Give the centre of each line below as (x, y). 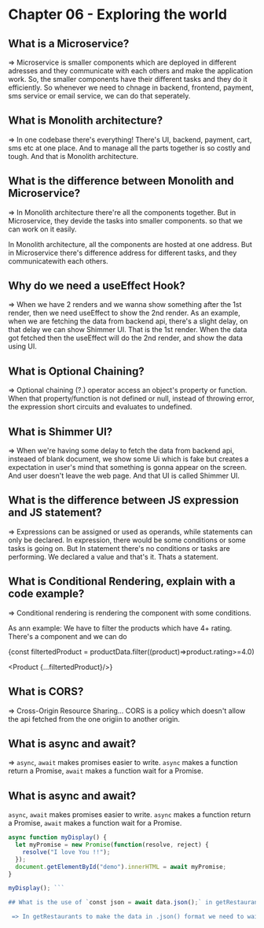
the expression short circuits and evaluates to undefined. (100, 407)
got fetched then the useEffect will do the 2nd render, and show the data (126, 338)
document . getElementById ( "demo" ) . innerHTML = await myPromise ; (121, 867)
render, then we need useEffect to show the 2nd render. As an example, (125, 313)
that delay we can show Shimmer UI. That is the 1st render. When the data (128, 330)
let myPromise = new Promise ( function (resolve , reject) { (112, 845)
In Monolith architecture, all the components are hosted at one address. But (130, 244)
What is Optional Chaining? (77, 371)
